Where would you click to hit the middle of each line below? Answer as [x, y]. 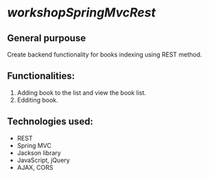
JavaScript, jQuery [43, 160]
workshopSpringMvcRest [82, 13]
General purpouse [47, 38]
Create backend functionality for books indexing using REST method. [104, 54]
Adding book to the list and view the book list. [82, 92]
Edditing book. [37, 100]
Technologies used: [50, 122]
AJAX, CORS [35, 167]
